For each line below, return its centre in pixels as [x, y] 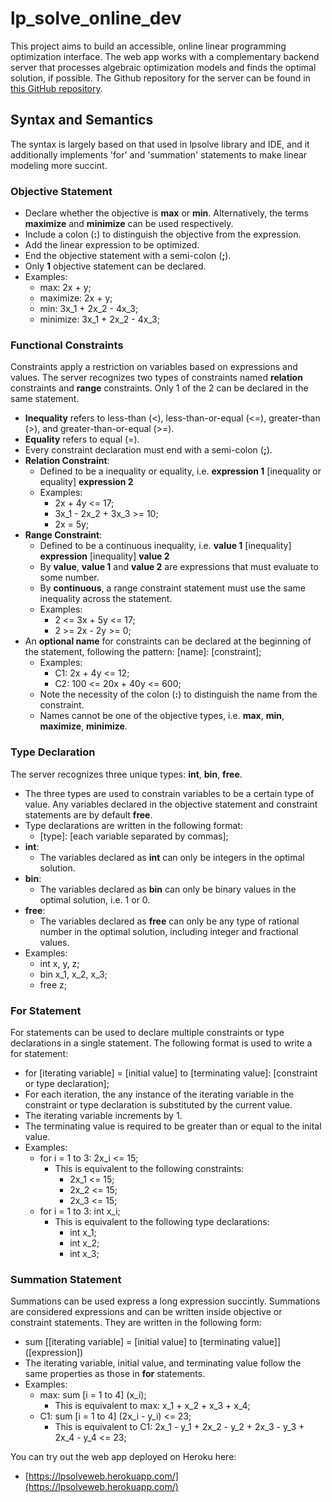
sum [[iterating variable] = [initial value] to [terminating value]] [153, 1342]
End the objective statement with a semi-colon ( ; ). [128, 256]
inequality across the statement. [106, 599]
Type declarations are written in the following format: [133, 825]
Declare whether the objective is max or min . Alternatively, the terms [166, 213]
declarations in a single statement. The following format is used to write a [161, 1043]
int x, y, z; [59, 963]
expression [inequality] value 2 [104, 556]
